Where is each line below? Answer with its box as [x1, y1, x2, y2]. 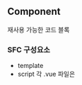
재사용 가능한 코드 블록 [7, 25, 70, 34]
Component [7, 6, 61, 18]
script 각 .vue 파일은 [17, 70, 76, 79]
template [17, 62, 44, 70]
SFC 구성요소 [7, 45, 51, 55]
